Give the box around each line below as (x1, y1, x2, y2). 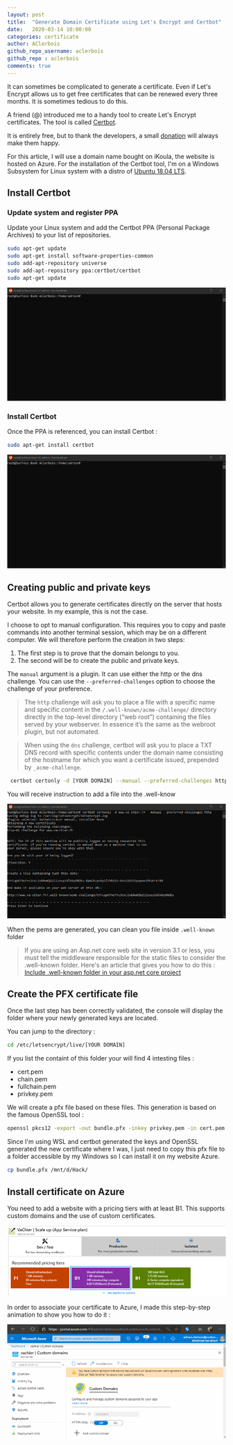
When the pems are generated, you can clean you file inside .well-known (7, 925, 215, 933)
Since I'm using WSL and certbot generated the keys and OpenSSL (7, 1138, 199, 1146)
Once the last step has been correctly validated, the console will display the (7, 1006, 223, 1015)
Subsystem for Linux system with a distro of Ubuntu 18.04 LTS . (7, 167, 187, 175)
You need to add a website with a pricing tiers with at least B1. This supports (7, 1204, 225, 1212)
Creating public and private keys (7, 582, 151, 593)
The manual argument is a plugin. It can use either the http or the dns (7, 670, 203, 678)
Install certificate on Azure (7, 1185, 125, 1197)
